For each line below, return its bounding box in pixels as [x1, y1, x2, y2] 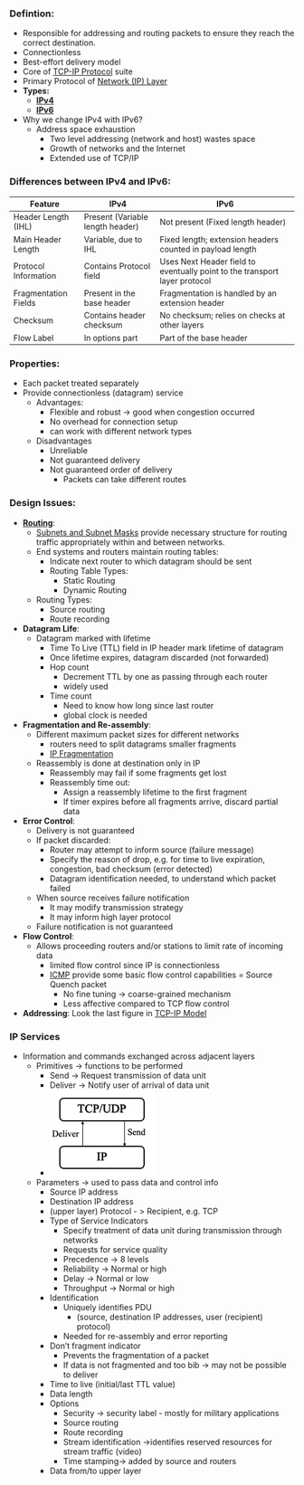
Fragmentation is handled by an [159, 288, 278, 299]
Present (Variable [83, 212, 149, 223]
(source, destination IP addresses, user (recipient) [76, 1311, 264, 1322]
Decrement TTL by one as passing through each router [62, 671, 269, 681]
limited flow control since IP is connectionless [49, 959, 220, 970]
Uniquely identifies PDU [62, 1301, 152, 1312]
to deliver [62, 1369, 99, 1380]
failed [49, 882, 71, 893]
